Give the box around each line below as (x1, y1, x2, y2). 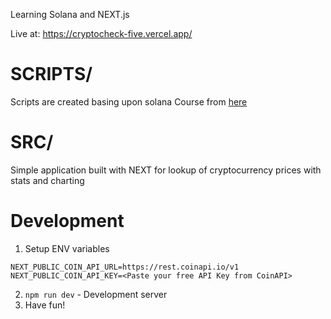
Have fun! (24, 299, 66, 311)
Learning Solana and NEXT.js (10, 9, 130, 20)
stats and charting (10, 174, 85, 186)
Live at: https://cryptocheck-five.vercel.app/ (10, 28, 193, 39)
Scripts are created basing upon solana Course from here (10, 95, 248, 108)
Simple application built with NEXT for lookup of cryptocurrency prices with (10, 164, 322, 176)
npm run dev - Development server (24, 288, 168, 300)
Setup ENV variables (24, 242, 110, 254)
